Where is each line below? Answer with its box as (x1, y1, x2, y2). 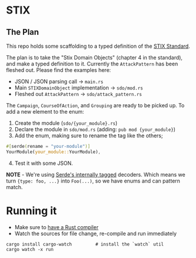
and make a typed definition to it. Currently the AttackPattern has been (6, 60, 178, 67)
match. (6, 183, 23, 190)
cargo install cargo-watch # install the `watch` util (6, 241, 164, 247)
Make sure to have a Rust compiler (14, 223, 99, 230)
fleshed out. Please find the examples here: (6, 67, 111, 74)
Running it (6, 204, 57, 217)
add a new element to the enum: (6, 108, 84, 115)
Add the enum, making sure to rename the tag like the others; (14, 132, 163, 139)
